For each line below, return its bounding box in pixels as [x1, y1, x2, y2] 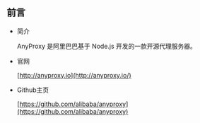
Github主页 [16, 86, 49, 94]
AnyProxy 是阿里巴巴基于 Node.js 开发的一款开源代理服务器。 [16, 42, 197, 50]
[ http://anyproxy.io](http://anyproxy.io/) [16, 71, 131, 79]
